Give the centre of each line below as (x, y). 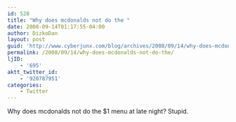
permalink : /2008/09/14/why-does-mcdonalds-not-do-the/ (91, 53)
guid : (15, 46)
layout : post (26, 40)
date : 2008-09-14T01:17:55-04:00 (56, 26)
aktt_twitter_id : (33, 72)
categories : (25, 85)
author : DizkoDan (33, 33)
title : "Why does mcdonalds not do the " (69, 20)
